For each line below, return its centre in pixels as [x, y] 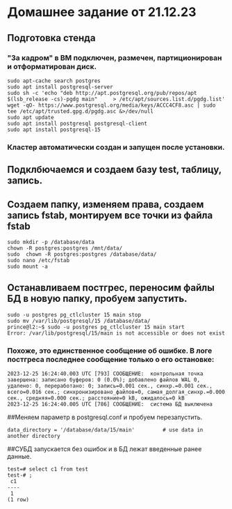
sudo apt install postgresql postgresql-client [77, 123]
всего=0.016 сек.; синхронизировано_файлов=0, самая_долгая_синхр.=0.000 [116, 392]
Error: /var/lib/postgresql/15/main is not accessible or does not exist [116, 333]
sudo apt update [31, 117]
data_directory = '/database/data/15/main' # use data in [105, 430]
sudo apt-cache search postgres [54, 81]
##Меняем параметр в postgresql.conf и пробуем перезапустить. [105, 417]
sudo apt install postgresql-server [60, 87]
